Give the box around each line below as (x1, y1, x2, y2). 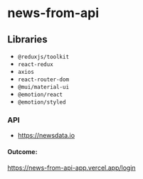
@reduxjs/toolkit (17, 53, 70, 60)
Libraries (7, 33, 48, 45)
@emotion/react (17, 91, 63, 98)
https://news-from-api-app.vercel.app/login (7, 163, 137, 172)
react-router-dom (17, 76, 70, 83)
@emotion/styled (17, 99, 66, 106)
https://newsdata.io (17, 131, 75, 140)
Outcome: (7, 147, 38, 156)
